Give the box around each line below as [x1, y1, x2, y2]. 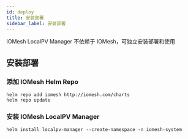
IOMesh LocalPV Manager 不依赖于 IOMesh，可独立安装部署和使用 [6, 38, 176, 45]
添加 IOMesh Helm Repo [6, 77, 78, 86]
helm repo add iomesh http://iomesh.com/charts [6, 92, 130, 98]
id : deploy [6, 9, 34, 15]
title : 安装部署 [6, 15, 44, 21]
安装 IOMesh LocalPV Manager [6, 112, 100, 121]
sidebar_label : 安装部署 [6, 20, 66, 26]
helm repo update [6, 97, 51, 103]
